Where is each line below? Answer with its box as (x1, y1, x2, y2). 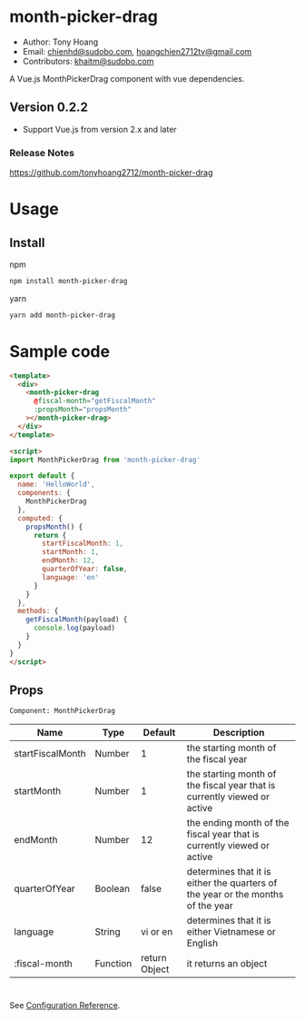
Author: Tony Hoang (22, 36, 99, 47)
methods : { (17, 607, 59, 616)
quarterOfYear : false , (42, 565, 128, 574)
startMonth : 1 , (42, 548, 100, 557)
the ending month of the (186, 817, 290, 829)
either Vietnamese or (186, 926, 277, 938)
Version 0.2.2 (9, 100, 88, 115)
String (94, 926, 121, 938)
